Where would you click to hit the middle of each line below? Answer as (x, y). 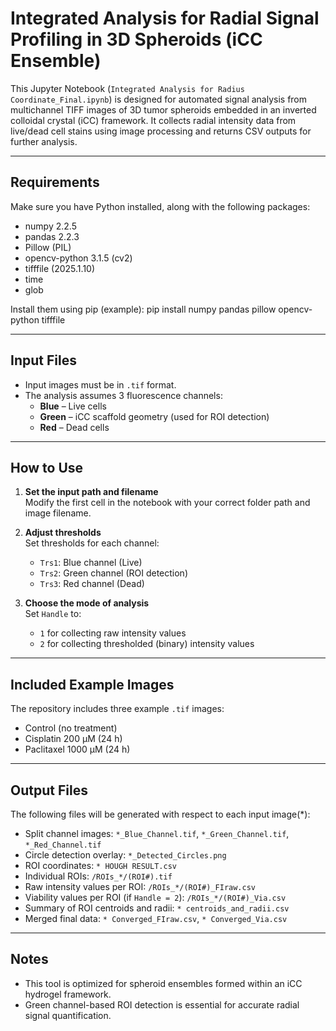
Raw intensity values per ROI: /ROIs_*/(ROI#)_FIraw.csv (140, 886)
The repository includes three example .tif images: (117, 709)
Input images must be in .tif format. (100, 384)
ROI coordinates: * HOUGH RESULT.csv (100, 865)
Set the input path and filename (91, 492)
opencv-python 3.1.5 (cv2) (78, 258)
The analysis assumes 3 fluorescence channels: (123, 395)
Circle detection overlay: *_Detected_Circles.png (125, 855)
